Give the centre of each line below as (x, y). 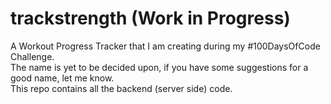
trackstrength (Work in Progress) (150, 18)
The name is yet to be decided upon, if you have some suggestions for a (159, 67)
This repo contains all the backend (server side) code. (121, 88)
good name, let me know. (62, 78)
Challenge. (32, 56)
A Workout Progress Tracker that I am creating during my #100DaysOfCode (165, 46)
